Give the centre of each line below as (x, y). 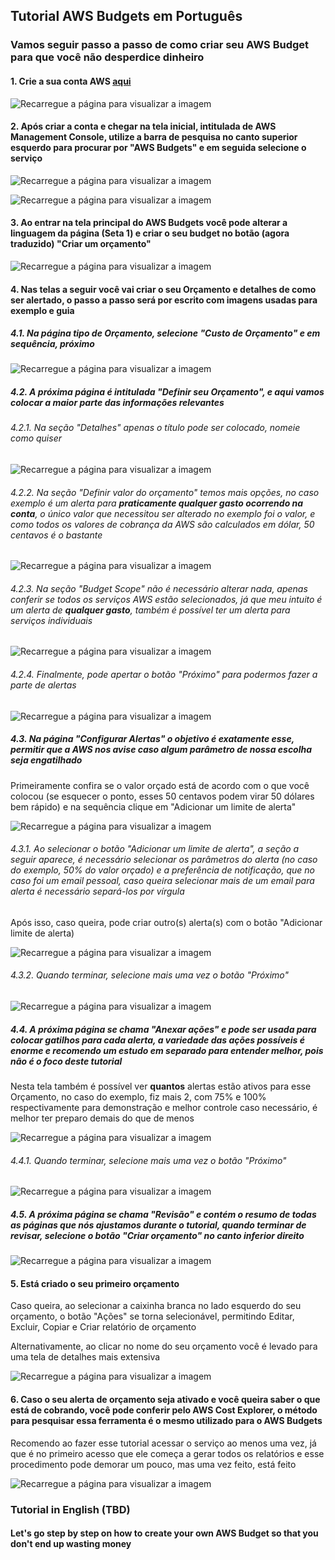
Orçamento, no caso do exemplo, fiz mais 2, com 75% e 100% (138, 1097)
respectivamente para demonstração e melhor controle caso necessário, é (164, 1108)
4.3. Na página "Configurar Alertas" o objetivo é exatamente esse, (152, 739)
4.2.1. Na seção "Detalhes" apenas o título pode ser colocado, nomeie (155, 428)
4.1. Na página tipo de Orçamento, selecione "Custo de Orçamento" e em (165, 333)
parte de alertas (43, 685)
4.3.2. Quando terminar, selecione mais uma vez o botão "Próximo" (150, 975)
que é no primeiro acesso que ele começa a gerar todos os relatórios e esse (167, 1453)
